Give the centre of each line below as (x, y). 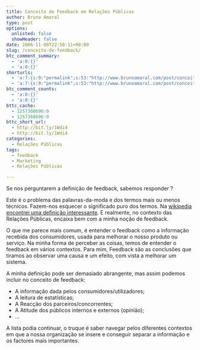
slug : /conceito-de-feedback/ (44, 51)
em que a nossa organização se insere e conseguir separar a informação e (98, 335)
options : (17, 28)
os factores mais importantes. (43, 341)
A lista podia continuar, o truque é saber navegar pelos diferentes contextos (99, 328)
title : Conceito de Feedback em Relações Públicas (70, 12)
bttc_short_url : (26, 122)
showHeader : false (35, 39)
